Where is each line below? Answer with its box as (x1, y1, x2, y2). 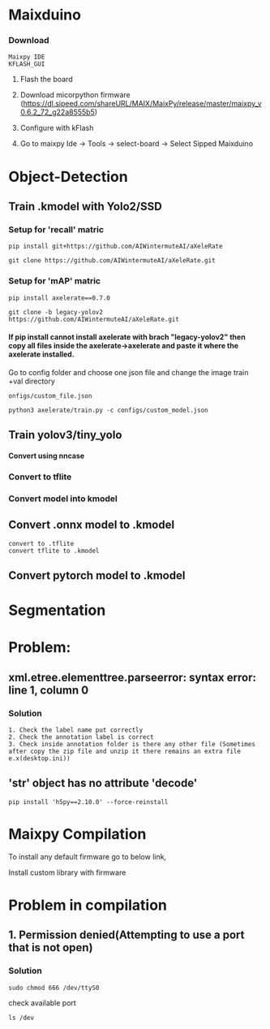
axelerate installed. (8, 349, 75, 359)
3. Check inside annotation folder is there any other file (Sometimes (8, 740, 255, 748)
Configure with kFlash (19, 123, 94, 133)
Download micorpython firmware (19, 90, 131, 100)
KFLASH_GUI (8, 60, 45, 68)
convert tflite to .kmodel (8, 547, 100, 555)
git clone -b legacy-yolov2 (8, 308, 104, 316)
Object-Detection (8, 167, 128, 186)
